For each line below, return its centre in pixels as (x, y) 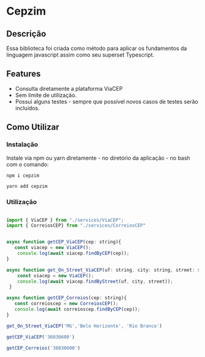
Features (23, 74)
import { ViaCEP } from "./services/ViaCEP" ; (65, 220)
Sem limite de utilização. (46, 95)
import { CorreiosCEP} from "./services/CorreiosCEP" (76, 226)
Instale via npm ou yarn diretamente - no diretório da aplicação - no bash (98, 158)
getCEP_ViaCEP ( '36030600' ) (41, 337)
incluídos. (27, 108)
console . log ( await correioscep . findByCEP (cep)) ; (77, 309)
